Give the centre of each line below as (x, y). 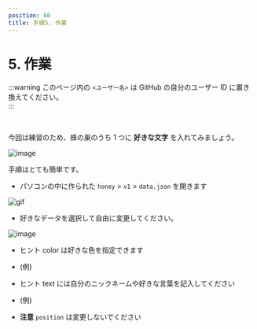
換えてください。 (35, 97)
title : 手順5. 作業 (38, 23)
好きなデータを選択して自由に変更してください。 (99, 218)
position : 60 (29, 15)
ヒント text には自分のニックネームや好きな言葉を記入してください (127, 283)
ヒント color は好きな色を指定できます (81, 250)
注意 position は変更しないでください (80, 317)
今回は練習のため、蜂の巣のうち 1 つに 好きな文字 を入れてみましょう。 (123, 138)
